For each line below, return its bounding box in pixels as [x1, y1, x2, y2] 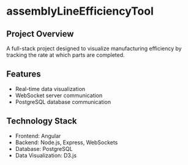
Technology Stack [6, 116, 77, 127]
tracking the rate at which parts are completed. [6, 51, 125, 59]
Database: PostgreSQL [15, 145, 73, 152]
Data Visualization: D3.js [15, 152, 77, 159]
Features [6, 69, 41, 79]
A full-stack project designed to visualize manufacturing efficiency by [6, 45, 182, 52]
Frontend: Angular [15, 132, 61, 139]
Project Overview [6, 29, 74, 39]
